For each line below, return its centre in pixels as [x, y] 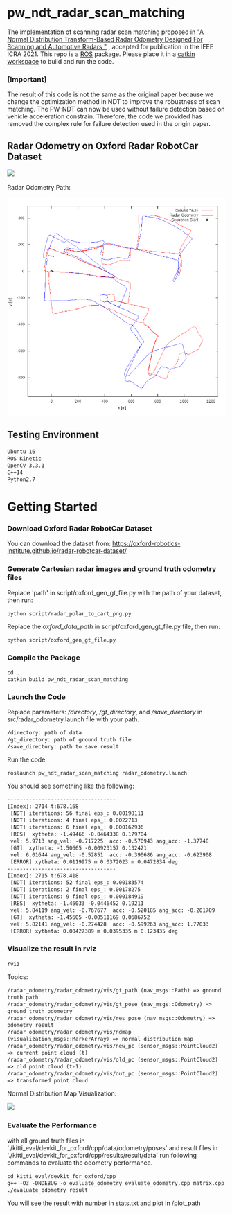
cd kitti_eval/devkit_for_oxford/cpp [62, 1176]
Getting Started [53, 507]
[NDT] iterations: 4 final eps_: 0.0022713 [74, 820]
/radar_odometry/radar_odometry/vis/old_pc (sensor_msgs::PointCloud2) [113, 1059]
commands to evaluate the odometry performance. [80, 1163]
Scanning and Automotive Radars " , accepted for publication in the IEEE [110, 46]
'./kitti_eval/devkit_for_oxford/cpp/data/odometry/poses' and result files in [113, 1147]
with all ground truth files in [46, 1141]
